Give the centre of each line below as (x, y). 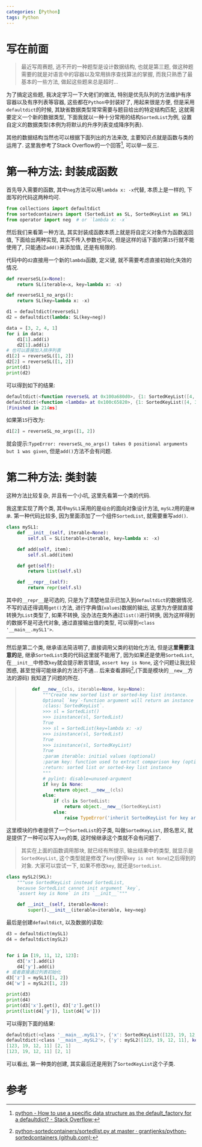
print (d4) (19, 1000)
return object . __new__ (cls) (88, 790)
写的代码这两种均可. (36, 197)
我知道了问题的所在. (55, 678)
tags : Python (23, 17)
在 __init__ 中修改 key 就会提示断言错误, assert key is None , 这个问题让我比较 (101, 663)
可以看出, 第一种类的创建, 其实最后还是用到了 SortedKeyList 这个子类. (91, 1064)
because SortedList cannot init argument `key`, (79, 888)
